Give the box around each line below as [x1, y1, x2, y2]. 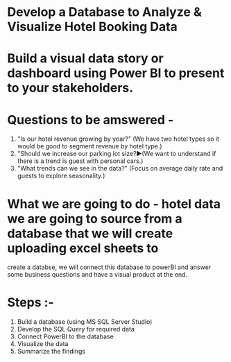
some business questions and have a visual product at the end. [7, 270, 188, 279]
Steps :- [7, 295, 54, 311]
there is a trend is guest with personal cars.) [17, 157, 144, 165]
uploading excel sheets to [7, 240, 159, 256]
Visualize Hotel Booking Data [7, 19, 178, 35]
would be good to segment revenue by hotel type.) [17, 142, 162, 150]
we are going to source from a [7, 211, 182, 226]
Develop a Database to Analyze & [7, 4, 203, 20]
